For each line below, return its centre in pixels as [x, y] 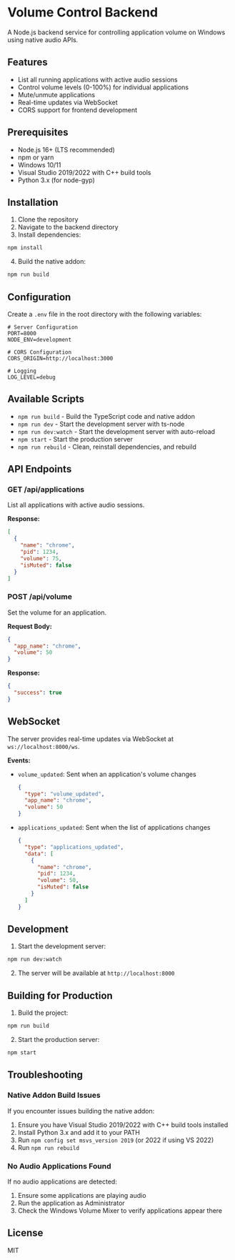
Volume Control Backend [83, 13]
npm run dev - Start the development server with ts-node [101, 424]
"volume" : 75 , [41, 558]
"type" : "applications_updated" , [74, 847]
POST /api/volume [40, 597]
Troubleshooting [45, 1075]
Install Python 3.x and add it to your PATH [79, 1132]
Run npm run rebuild [49, 1147]
